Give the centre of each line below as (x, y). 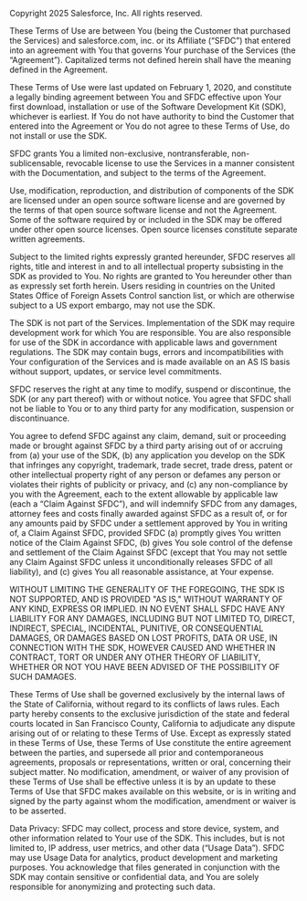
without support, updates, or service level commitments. (116, 372)
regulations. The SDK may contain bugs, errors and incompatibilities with (147, 352)
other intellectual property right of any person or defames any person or (145, 475)
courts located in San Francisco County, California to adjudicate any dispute (153, 723)
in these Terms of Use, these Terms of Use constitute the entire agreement (150, 743)
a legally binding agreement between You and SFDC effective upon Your (146, 97)
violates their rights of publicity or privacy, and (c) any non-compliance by (149, 484)
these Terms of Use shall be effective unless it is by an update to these (143, 781)
